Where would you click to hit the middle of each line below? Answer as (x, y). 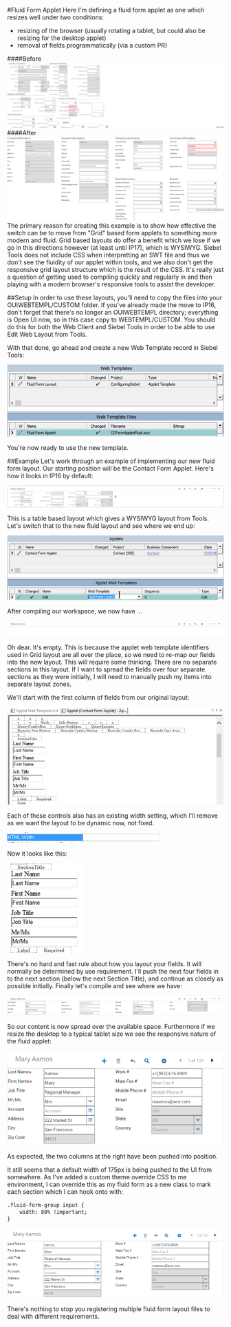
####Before (24, 59)
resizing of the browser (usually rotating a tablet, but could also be (111, 31)
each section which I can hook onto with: (65, 1191)
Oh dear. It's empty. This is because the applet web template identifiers (108, 647)
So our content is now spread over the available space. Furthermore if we (111, 1027)
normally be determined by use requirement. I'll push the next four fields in (113, 971)
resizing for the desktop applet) (62, 38)
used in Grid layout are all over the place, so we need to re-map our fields (111, 655)
